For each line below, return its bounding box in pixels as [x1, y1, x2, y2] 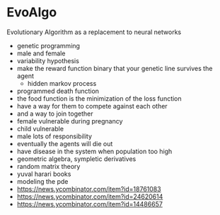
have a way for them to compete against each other [16, 101, 168, 110]
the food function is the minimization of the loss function [16, 94, 182, 103]
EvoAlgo [6, 4, 57, 21]
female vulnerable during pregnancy [16, 116, 123, 125]
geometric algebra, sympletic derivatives [16, 154, 137, 163]
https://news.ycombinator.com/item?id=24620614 [16, 192, 163, 201]
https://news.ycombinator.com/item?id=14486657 [16, 199, 163, 208]
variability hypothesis [16, 56, 79, 65]
